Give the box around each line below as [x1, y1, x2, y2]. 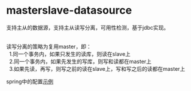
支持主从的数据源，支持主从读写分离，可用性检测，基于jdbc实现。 [6, 24, 169, 31]
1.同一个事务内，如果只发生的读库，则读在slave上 [8, 50, 131, 57]
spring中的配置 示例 [6, 78, 54, 85]
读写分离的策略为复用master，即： [6, 43, 92, 50]
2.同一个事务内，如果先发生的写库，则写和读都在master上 [8, 58, 151, 65]
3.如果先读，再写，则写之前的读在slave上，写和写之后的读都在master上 [8, 65, 186, 72]
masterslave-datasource [6, 4, 132, 17]
